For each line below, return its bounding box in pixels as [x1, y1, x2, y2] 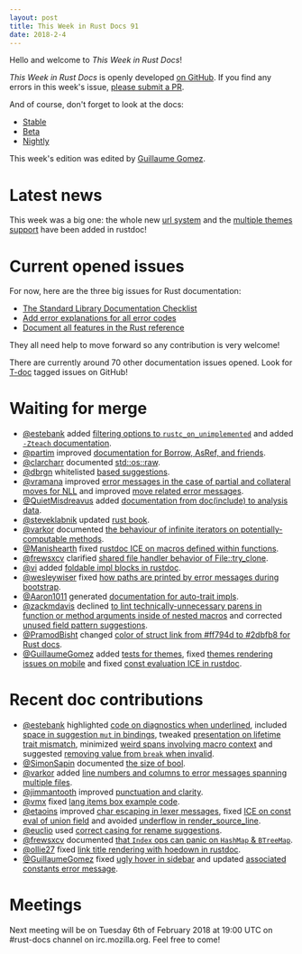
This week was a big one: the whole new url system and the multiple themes [9, 215, 293, 225]
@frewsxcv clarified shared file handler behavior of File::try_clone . [22, 553, 269, 564]
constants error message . [22, 863, 119, 875]
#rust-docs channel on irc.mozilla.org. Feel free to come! [9, 934, 221, 945]
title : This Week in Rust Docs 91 [9, 22, 140, 31]
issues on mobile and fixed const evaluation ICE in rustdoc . [22, 658, 243, 669]
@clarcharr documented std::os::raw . [22, 457, 160, 468]
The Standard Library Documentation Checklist [22, 303, 197, 314]
